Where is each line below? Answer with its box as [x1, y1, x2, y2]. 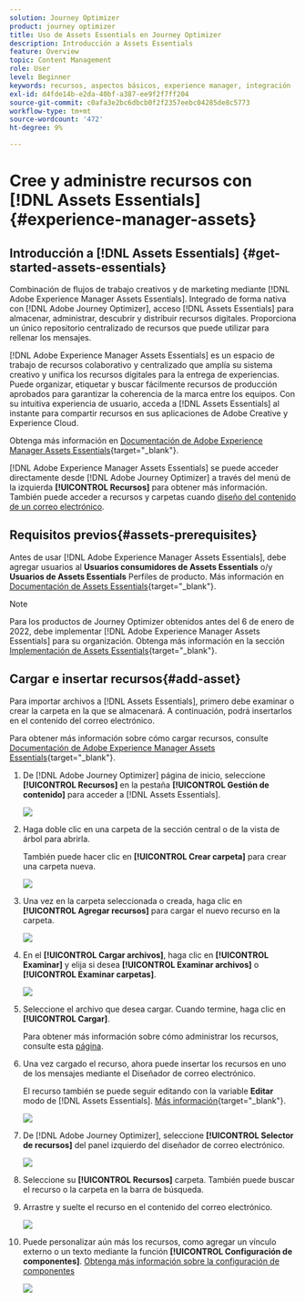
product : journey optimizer [9, 22, 117, 31]
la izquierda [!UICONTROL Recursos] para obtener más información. [9, 482, 268, 493]
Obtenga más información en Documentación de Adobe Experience [9, 435, 263, 446]
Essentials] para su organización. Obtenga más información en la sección [9, 635, 285, 646]
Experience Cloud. [9, 418, 79, 428]
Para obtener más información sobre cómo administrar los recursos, [22, 1031, 280, 1042]
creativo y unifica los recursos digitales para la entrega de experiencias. [9, 370, 280, 380]
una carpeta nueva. [22, 860, 96, 871]
